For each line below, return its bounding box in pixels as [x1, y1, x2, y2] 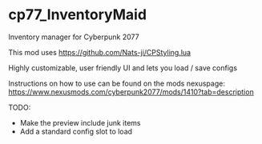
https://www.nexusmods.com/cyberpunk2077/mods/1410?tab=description [8, 86, 254, 97]
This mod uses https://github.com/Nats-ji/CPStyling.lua [8, 47, 191, 57]
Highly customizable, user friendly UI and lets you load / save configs [8, 62, 238, 73]
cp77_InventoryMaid [8, 6, 147, 24]
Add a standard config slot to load [19, 126, 133, 136]
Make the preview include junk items [19, 118, 142, 127]
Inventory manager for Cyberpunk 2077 [8, 32, 139, 42]
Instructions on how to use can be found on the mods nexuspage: [8, 78, 226, 88]
